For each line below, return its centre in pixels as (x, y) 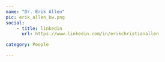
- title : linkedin (39, 28)
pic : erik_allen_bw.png (35, 17)
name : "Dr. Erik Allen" (35, 12)
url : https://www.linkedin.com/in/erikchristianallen (90, 34)
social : (15, 23)
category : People (27, 45)
